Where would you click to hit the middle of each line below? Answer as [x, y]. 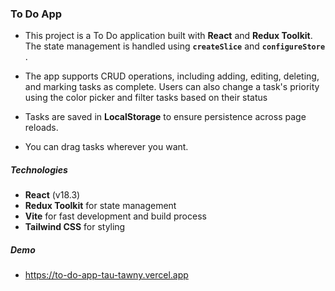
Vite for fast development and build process [115, 216]
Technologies [39, 169]
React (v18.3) [52, 195]
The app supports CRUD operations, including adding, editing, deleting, [172, 76]
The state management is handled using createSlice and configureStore [175, 46]
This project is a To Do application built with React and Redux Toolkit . [168, 36]
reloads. [41, 128]
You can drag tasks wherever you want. [106, 147]
